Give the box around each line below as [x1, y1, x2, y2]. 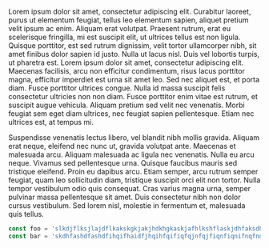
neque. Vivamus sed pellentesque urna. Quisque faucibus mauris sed [8, 158, 238, 167]
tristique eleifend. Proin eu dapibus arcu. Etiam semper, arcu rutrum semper [8, 167, 259, 176]
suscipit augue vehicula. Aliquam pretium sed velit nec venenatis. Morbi [8, 100, 246, 110]
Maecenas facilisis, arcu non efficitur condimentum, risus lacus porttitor [8, 66, 246, 75]
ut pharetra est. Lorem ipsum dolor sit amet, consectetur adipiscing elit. [8, 58, 244, 67]
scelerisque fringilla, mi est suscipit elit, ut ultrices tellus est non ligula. [8, 32, 241, 42]
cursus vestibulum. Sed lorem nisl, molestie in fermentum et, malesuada [8, 201, 246, 210]
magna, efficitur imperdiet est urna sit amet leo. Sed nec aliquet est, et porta [8, 75, 260, 84]
